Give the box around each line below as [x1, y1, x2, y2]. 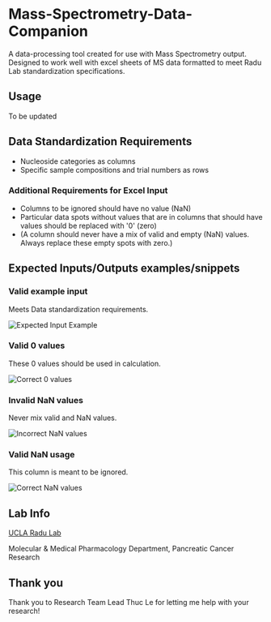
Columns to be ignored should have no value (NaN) [19, 204, 192, 213]
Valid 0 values [8, 340, 66, 351]
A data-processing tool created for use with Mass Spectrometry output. [8, 49, 247, 58]
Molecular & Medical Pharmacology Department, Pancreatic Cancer [8, 544, 235, 554]
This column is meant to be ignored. [8, 467, 129, 477]
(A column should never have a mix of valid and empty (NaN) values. [19, 229, 249, 239]
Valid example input [8, 285, 88, 297]
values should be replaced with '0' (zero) [19, 221, 158, 230]
